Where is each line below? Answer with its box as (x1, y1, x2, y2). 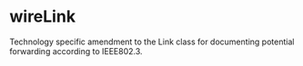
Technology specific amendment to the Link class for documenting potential (9, 36, 295, 47)
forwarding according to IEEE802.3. (9, 45, 143, 56)
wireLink (9, 6, 76, 27)
